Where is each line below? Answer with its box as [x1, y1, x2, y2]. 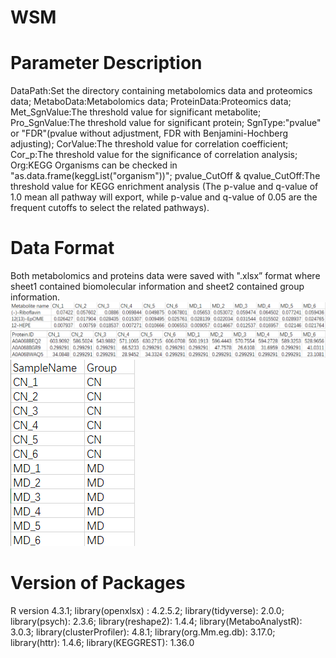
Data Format [10, 237, 115, 260]
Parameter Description [10, 52, 203, 75]
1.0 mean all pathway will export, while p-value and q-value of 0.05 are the [10, 191, 318, 203]
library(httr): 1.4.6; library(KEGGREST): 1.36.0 [10, 637, 195, 649]
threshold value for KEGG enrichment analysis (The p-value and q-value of [10, 181, 319, 193]
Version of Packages [10, 572, 186, 595]
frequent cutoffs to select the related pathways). [10, 202, 210, 214]
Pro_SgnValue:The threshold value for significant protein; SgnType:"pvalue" [10, 117, 322, 129]
